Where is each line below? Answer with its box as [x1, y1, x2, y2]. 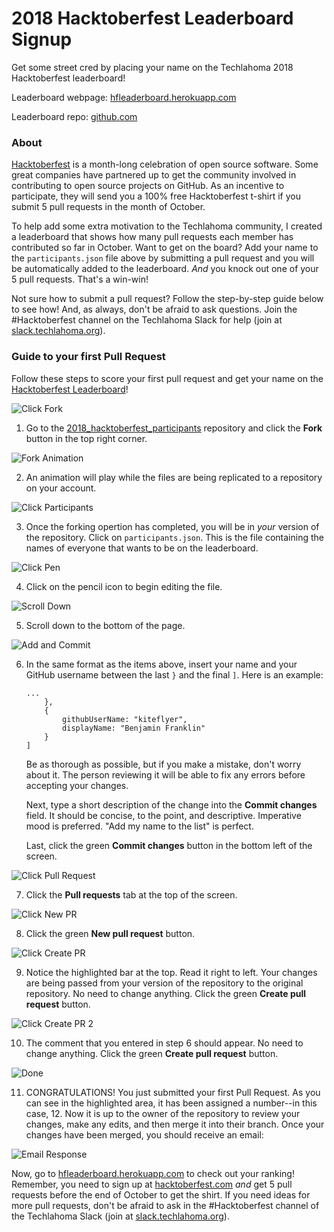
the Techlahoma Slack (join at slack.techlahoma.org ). [11, 1210, 230, 1222]
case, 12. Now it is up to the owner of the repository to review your [25, 1107, 301, 1119]
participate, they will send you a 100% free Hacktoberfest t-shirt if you [11, 190, 301, 202]
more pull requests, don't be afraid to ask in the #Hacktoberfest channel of [11, 1199, 320, 1211]
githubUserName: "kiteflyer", [62, 714, 188, 724]
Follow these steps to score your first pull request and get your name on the [11, 372, 324, 384]
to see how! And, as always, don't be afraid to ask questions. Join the [11, 303, 298, 316]
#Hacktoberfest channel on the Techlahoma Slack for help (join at [11, 314, 283, 326]
